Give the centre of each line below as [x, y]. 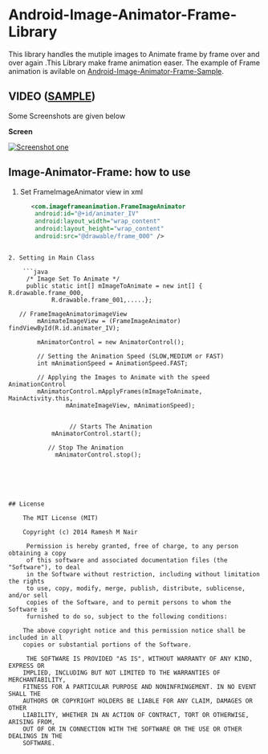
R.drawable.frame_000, [46, 293]
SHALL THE [25, 694]
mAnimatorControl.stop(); [98, 455]
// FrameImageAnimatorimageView [73, 314]
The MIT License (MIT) [61, 518]
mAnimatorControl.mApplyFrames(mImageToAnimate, [120, 391]
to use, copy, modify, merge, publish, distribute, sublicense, [136, 588]
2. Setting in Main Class [51, 258]
